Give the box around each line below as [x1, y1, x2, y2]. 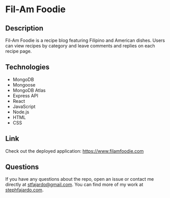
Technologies [5, 63, 50, 72]
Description [5, 24, 43, 33]
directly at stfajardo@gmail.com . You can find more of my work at [5, 182, 143, 188]
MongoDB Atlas [12, 87, 46, 93]
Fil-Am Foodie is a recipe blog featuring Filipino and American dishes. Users [5, 37, 165, 43]
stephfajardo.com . [5, 187, 44, 193]
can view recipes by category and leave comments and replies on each [5, 43, 155, 49]
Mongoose [12, 81, 36, 88]
